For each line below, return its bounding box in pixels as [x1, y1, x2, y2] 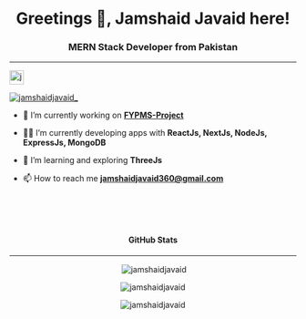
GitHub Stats [127, 234, 178, 245]
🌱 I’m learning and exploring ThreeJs [22, 155, 162, 166]
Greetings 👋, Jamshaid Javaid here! [15, 8, 291, 29]
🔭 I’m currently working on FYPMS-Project [22, 109, 184, 121]
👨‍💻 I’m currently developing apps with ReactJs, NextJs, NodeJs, [22, 128, 268, 139]
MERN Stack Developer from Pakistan [67, 41, 239, 54]
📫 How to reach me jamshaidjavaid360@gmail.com [22, 173, 224, 184]
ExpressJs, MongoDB [22, 137, 107, 149]
